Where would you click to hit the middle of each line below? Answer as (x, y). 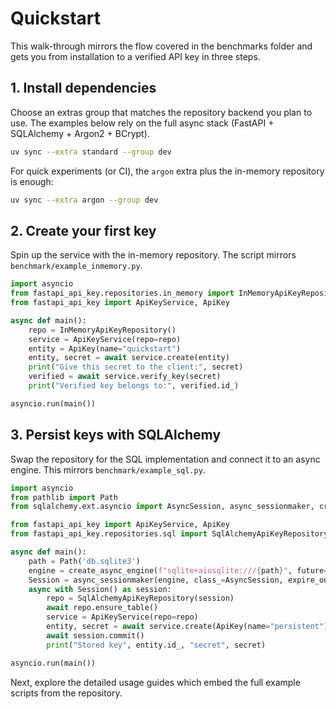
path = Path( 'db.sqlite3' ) (84, 561)
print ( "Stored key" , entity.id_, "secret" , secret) (156, 645)
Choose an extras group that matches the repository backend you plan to (161, 112)
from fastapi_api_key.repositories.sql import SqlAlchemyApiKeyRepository (169, 534)
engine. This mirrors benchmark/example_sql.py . (108, 469)
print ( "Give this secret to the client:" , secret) (136, 367)
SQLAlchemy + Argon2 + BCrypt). (80, 133)
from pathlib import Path (64, 497)
